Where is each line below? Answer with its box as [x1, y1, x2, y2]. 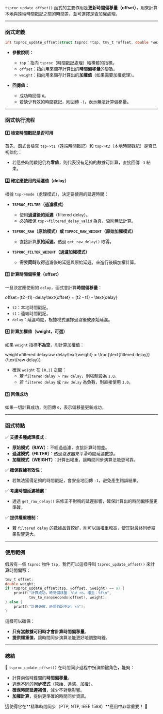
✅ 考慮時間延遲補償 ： [5, 488, 49, 494]
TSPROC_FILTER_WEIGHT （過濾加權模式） [12, 249, 90, 255]
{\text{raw [5, 357, 26, 363]
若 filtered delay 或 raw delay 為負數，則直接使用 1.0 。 [19, 379, 133, 385]
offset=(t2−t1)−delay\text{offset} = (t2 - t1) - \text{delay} [5, 294, 118, 300]
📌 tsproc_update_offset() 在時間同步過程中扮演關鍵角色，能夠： [5, 665, 135, 670]
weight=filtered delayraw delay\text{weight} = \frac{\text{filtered [5, 351, 135, 357]
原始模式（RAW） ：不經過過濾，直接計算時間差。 [12, 444, 110, 450]
